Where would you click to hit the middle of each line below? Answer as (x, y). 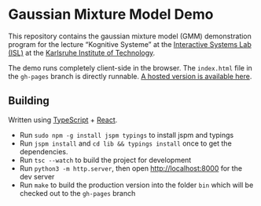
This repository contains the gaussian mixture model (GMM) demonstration (130, 36)
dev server (37, 176)
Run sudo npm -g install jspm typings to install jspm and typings (127, 135)
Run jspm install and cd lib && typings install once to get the (125, 143)
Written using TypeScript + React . (63, 120)
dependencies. (44, 151)
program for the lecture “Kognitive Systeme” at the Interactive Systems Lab (130, 44)
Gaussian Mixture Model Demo (111, 14)
